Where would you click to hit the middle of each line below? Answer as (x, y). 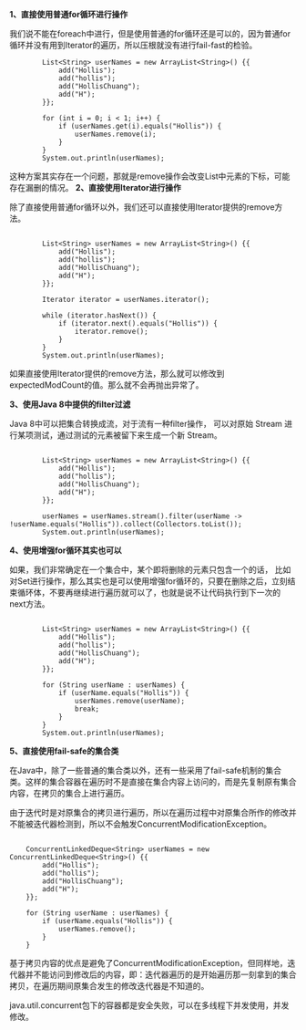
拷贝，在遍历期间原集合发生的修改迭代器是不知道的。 (109, 986)
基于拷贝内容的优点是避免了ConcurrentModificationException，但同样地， (149, 963)
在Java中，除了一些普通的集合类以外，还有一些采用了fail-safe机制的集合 (146, 770)
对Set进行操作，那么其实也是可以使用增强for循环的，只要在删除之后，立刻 (149, 581)
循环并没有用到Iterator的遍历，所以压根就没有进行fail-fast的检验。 (133, 45)
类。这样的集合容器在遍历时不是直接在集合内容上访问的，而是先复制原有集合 (153, 782)
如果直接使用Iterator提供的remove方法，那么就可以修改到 (117, 374)
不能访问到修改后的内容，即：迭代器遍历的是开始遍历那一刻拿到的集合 (165, 974)
